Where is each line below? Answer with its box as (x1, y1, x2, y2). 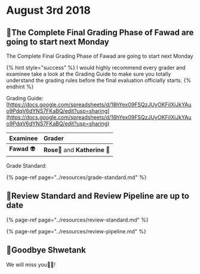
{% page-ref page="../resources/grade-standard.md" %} (6, 174, 147, 181)
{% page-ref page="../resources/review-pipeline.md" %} (6, 227, 146, 235)
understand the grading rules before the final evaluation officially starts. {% (6, 77, 192, 84)
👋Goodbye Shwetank (6, 245, 87, 255)
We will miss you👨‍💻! (6, 261, 56, 268)
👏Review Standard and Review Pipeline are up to (6, 191, 190, 201)
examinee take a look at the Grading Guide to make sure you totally (6, 70, 171, 78)
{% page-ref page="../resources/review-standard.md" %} (6, 216, 149, 223)
